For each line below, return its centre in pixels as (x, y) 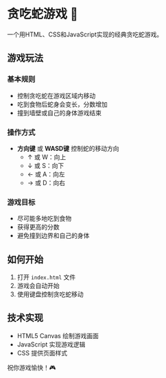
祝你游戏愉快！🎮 (32, 367)
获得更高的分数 (38, 227)
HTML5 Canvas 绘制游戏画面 (58, 335)
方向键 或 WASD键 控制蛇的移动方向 (68, 148)
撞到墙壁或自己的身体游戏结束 (59, 113)
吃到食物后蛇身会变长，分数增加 (62, 104)
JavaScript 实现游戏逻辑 (51, 344)
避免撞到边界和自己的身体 (53, 236)
